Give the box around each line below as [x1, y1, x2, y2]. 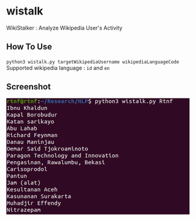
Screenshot [6, 82, 51, 92]
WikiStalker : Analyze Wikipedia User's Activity [6, 24, 122, 31]
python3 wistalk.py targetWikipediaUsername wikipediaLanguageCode [6, 59, 180, 65]
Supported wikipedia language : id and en [6, 64, 110, 71]
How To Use [6, 42, 52, 52]
